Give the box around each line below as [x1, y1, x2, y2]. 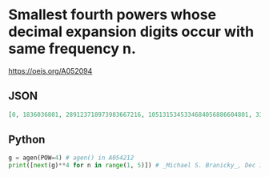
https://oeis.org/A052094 [8, 66, 93, 75]
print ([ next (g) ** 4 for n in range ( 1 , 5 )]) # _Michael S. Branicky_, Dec [8, 162, 256, 170]
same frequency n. [8, 40, 136, 58]
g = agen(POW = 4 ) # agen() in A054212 [8, 154, 134, 162]
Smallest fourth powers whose [8, 6, 217, 24]
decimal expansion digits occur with [8, 22, 255, 41]
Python [8, 133, 46, 147]
